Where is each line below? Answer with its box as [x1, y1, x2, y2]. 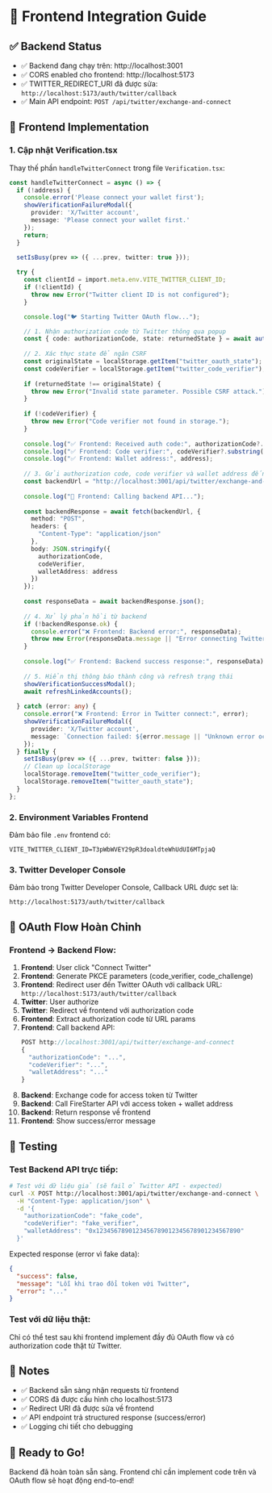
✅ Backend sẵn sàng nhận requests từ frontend [20, 1386, 179, 1395]
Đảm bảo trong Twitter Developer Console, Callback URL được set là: [9, 883, 239, 893]
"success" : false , [16, 1272, 79, 1280]
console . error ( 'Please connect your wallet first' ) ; [23, 194, 205, 202]
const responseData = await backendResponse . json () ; [23, 597, 205, 606]
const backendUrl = [23, 478, 90, 486]
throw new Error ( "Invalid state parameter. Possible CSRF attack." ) [30, 387, 266, 395]
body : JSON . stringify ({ [30, 545, 111, 553]
